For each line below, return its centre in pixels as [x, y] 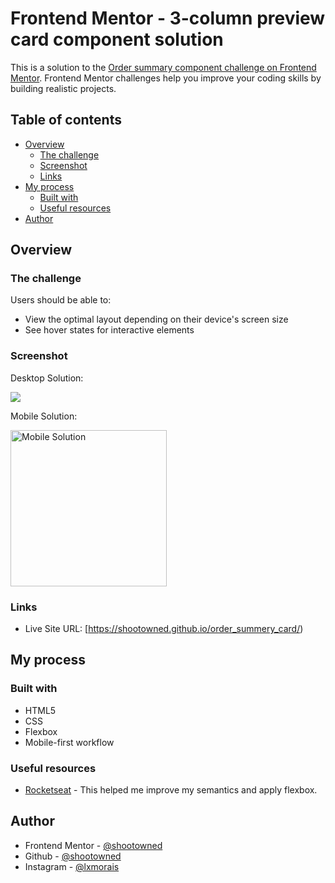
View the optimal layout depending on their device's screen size [156, 319]
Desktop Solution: [47, 378]
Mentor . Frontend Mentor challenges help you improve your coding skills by [166, 78]
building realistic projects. [63, 88]
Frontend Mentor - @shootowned [93, 845]
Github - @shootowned [73, 856]
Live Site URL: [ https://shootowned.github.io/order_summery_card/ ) [164, 629]
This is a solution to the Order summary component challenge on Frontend [163, 67]
